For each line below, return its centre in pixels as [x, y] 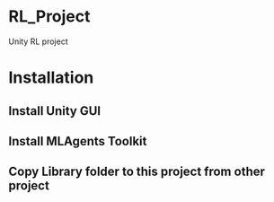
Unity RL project [38, 41]
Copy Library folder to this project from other [137, 172]
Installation [51, 78]
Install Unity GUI [55, 111]
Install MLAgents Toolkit [78, 141]
